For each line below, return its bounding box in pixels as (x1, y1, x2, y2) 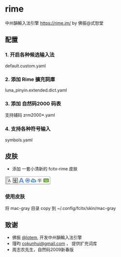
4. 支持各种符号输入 (5, 125, 51, 132)
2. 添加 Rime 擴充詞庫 (5, 76, 55, 83)
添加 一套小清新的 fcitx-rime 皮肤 (12, 166, 78, 172)
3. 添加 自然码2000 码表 (5, 100, 61, 107)
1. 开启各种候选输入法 (5, 51, 55, 58)
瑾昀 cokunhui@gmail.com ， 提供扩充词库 (12, 240, 97, 246)
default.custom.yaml (5, 63, 46, 69)
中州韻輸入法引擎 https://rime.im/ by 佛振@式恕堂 (5, 20, 104, 26)
